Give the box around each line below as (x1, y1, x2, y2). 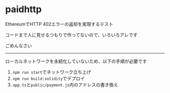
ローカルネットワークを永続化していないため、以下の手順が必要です (5, 58, 147, 64)
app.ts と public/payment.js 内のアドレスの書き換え (12, 81, 118, 87)
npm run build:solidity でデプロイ (12, 75, 85, 81)
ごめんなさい (5, 42, 32, 49)
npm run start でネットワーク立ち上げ (12, 69, 91, 75)
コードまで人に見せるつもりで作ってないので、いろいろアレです (5, 32, 138, 38)
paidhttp (5, 4, 42, 15)
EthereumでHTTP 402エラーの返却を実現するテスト (5, 21, 113, 27)
